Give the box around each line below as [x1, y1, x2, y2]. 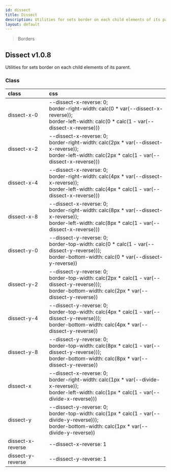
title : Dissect [5, 12, 38, 17]
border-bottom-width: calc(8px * [49, 355, 131, 362]
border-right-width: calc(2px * [49, 139, 125, 146]
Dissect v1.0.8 [5, 51, 51, 59]
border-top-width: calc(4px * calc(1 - [49, 308, 143, 316]
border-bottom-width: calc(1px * [49, 423, 131, 430]
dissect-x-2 [8, 145, 38, 152]
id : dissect [5, 7, 31, 13]
